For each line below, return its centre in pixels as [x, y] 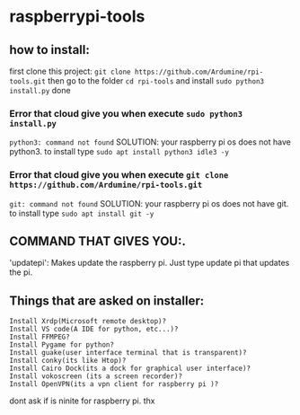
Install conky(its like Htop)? [68, 361]
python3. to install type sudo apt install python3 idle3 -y [119, 152]
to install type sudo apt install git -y [82, 213]
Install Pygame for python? [62, 345]
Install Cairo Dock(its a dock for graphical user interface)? [130, 369]
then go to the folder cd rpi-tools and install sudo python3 [156, 81]
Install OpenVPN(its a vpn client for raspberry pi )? [114, 384]
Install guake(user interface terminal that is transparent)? [128, 353]
